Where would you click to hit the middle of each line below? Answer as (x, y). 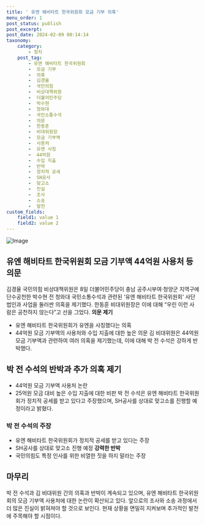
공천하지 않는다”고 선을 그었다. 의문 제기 (65, 312)
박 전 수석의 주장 (29, 426)
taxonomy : (19, 41)
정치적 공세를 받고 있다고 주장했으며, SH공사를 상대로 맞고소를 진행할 (109, 400)
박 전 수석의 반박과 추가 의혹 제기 (64, 369)
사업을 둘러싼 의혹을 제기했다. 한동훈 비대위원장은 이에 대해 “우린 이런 (105, 304)
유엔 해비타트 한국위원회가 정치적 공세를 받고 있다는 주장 (82, 440)
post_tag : (30, 58)
